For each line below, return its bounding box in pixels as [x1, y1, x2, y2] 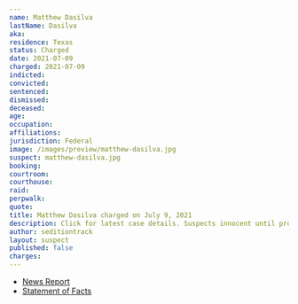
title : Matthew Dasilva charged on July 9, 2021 [9, 210, 192, 220]
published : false [9, 244, 74, 253]
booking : [9, 161, 42, 170]
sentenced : [9, 87, 50, 96]
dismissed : [9, 95, 50, 105]
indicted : [9, 71, 46, 80]
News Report [21, 277, 71, 286]
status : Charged [9, 46, 69, 55]
